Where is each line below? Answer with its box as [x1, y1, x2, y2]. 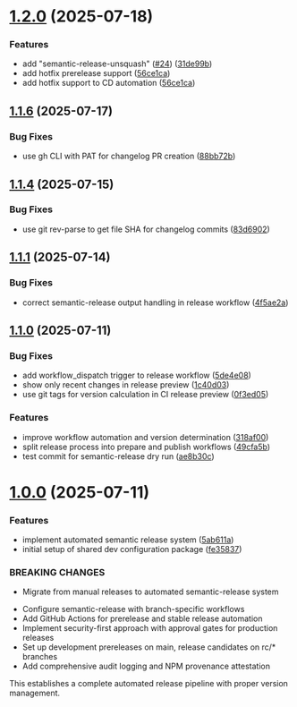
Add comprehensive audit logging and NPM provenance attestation [21, 660, 271, 672]
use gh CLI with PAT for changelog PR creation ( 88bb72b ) [21, 150, 236, 162]
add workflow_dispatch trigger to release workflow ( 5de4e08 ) [21, 370, 252, 381]
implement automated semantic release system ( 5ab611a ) [21, 534, 234, 545]
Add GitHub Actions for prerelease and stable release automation [21, 613, 263, 624]
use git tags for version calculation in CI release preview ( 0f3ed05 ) [21, 389, 269, 400]
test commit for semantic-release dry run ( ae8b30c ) [21, 450, 215, 462]
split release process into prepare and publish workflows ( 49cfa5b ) [21, 441, 271, 452]
